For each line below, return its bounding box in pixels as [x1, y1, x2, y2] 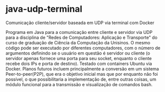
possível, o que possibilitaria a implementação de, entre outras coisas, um [5, 76, 157, 82]
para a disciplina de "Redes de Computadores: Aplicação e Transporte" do [5, 34, 158, 40]
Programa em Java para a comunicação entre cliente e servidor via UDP [5, 29, 153, 35]
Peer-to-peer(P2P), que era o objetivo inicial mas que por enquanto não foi [5, 71, 158, 77]
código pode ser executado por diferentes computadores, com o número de [5, 45, 161, 51]
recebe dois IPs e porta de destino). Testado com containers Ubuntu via [5, 61, 152, 66]
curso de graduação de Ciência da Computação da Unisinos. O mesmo [5, 39, 150, 45]
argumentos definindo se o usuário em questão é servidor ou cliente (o [5, 50, 150, 56]
